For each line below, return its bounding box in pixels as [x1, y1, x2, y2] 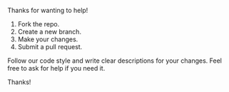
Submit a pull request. [17, 43, 83, 51]
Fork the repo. [17, 20, 60, 28]
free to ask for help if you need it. [7, 64, 106, 72]
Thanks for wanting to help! [7, 6, 88, 14]
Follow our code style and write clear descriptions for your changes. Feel [7, 56, 223, 65]
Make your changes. [17, 35, 78, 44]
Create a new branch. [17, 28, 82, 36]
